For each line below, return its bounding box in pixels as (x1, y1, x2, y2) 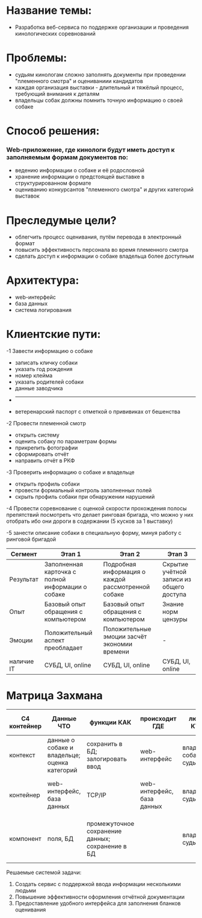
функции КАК (89, 718, 132, 726)
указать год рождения (14, 366, 73, 373)
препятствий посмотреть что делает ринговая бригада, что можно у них (6, 511, 194, 519)
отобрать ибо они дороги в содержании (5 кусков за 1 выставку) (6, 517, 173, 525)
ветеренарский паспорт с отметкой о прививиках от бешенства (14, 408, 180, 416)
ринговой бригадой (6, 535, 57, 543)
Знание (162, 600, 185, 608)
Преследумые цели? (6, 213, 117, 227)
